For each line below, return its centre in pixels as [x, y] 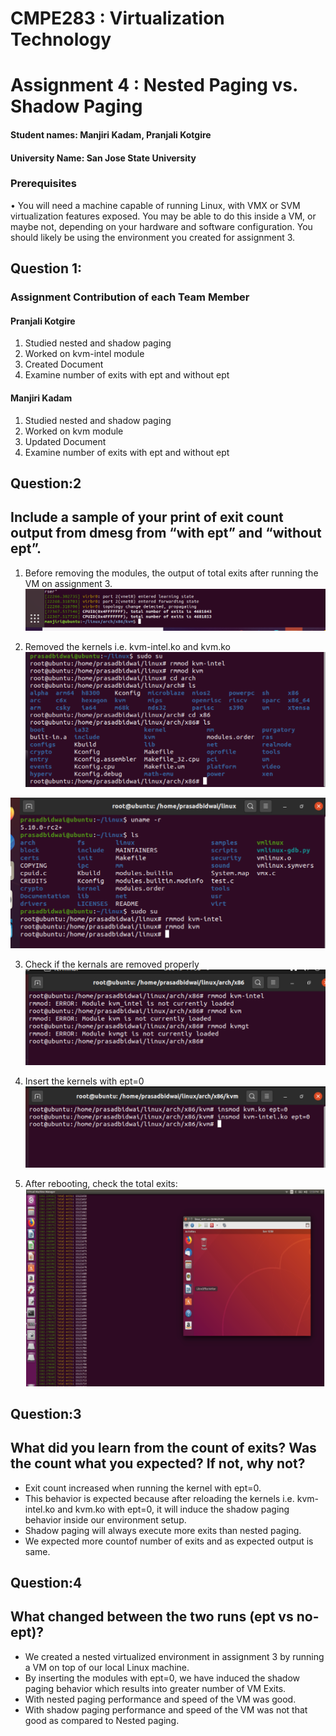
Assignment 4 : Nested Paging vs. [154, 85]
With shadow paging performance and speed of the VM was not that [166, 1709]
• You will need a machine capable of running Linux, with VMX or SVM [155, 205]
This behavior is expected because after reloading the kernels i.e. [159, 1498]
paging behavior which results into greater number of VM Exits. [155, 1688]
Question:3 [46, 1413]
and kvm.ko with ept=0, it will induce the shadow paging [173, 1509]
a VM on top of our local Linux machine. [107, 1667]
